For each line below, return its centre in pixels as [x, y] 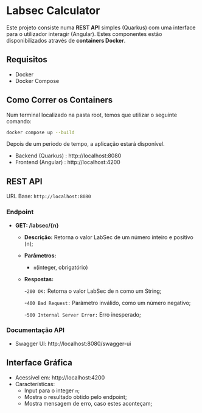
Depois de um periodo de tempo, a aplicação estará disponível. [86, 144]
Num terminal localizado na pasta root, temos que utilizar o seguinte [92, 115]
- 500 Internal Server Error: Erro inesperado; [82, 314]
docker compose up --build [40, 132]
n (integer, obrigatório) [61, 267]
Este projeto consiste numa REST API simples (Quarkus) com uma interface [101, 27]
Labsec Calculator [53, 11]
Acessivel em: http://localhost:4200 [60, 377]
